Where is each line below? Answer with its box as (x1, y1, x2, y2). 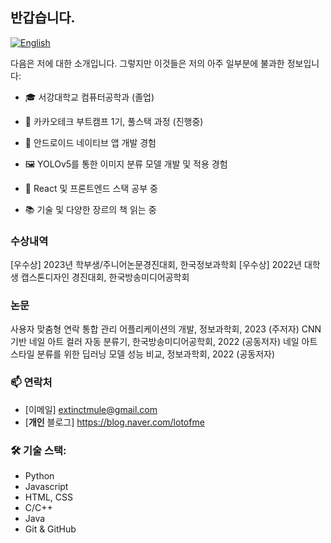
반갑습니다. (10, 9, 76, 27)
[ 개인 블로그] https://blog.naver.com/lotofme (24, 416, 205, 428)
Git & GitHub (24, 523, 77, 535)
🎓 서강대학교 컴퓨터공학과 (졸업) (24, 91, 155, 103)
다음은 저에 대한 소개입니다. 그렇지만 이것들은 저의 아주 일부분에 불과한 (10, 57, 285, 69)
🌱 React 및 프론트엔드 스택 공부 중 (24, 182, 158, 194)
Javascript (24, 481, 69, 492)
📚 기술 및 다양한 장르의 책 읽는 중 (24, 203, 157, 215)
